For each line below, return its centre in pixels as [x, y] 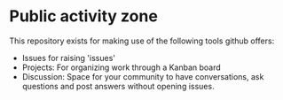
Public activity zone [83, 16]
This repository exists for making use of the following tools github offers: [142, 41]
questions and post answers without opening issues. [118, 86]
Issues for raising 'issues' [68, 58]
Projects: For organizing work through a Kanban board [122, 67]
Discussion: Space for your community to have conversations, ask [143, 76]
